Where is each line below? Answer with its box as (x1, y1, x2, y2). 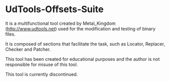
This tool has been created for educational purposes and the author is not (5, 56, 160, 62)
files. (5, 31, 16, 37)
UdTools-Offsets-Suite (5, 4, 104, 15)
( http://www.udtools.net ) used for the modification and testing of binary (5, 25, 156, 31)
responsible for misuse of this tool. (5, 61, 78, 67)
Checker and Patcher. (5, 46, 51, 52)
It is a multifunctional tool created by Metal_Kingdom (5, 20, 116, 26)
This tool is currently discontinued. (5, 71, 78, 77)
